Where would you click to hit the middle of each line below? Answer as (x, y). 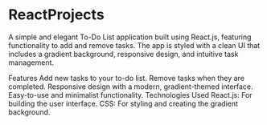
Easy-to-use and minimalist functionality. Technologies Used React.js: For (130, 95)
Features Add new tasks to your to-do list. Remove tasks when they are (127, 78)
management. (31, 62)
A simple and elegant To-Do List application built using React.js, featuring (130, 37)
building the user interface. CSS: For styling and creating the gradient (123, 103)
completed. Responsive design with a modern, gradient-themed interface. (131, 87)
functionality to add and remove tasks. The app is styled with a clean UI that (134, 45)
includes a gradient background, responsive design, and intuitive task (123, 54)
